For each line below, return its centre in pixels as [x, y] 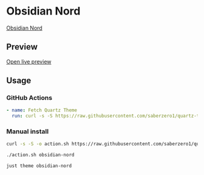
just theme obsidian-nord [39, 166]
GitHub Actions [29, 98]
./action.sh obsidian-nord [40, 155]
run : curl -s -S [32, 116]
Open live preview [29, 61]
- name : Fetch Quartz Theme [42, 110]
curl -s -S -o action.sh [38, 144]
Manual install [28, 131]
